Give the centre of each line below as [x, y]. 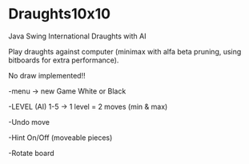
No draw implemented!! [47, 75]
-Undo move [29, 122]
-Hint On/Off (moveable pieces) [60, 138]
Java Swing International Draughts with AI [77, 36]
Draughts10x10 [59, 14]
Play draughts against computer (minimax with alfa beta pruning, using [125, 51]
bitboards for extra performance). [64, 60]
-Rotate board [31, 153]
